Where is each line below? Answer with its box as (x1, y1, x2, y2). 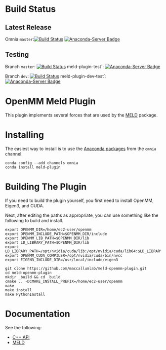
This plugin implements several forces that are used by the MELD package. (5, 112, 158, 118)
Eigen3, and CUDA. (5, 202, 44, 208)
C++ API (12, 334, 30, 340)
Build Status (5, 3, 56, 15)
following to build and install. (5, 217, 63, 223)
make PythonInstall (5, 292, 45, 297)
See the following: (5, 324, 42, 330)
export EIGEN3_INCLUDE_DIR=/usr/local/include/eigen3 (5, 257, 119, 262)
